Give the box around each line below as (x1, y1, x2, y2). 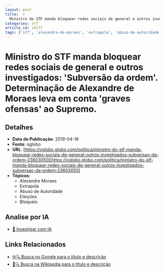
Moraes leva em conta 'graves (5, 93, 131, 104)
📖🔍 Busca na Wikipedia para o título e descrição (12, 261, 111, 267)
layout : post (5, 7, 32, 12)
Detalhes (5, 123, 33, 131)
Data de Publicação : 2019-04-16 (12, 136, 79, 142)
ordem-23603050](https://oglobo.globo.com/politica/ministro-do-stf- (12, 157, 154, 163)
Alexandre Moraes (19, 178, 57, 183)
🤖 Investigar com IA (12, 226, 52, 232)
